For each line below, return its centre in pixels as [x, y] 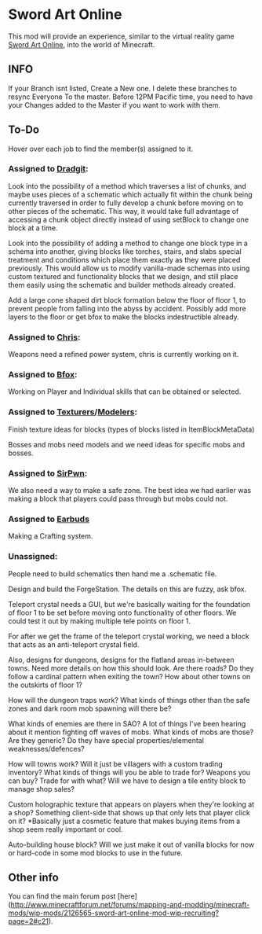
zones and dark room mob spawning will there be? [90, 708]
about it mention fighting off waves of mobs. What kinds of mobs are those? [131, 732]
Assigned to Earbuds [49, 519]
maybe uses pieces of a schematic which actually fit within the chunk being [130, 194]
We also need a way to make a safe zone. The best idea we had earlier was [130, 491]
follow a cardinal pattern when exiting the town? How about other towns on [129, 676]
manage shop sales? [41, 789]
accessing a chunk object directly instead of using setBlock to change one [129, 219]
